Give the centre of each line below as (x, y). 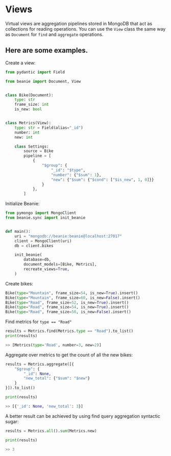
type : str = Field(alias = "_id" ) (49, 128)
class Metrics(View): (28, 123)
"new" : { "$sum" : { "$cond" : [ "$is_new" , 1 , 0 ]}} (102, 180)
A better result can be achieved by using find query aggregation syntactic (83, 416)
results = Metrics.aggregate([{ (40, 364)
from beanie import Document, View (43, 81)
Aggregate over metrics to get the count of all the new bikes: (69, 355)
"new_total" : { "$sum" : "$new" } (57, 378)
